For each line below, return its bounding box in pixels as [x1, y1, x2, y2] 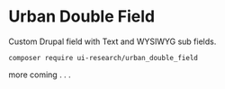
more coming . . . [8, 69, 71, 80]
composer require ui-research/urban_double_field [8, 53, 199, 62]
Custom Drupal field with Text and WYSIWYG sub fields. [8, 36, 217, 47]
